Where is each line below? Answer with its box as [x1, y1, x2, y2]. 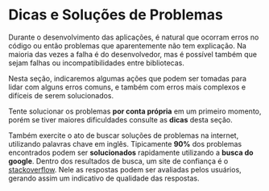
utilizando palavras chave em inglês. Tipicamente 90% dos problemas [8, 139, 242, 148]
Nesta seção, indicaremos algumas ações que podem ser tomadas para [8, 73, 247, 83]
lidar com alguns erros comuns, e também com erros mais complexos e [8, 82, 246, 92]
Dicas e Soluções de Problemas [8, 6, 224, 24]
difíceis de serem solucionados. [8, 90, 114, 100]
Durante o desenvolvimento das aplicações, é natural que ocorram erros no [8, 32, 259, 42]
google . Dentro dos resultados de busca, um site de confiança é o [8, 156, 229, 166]
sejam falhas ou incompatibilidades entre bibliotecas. [8, 58, 185, 68]
